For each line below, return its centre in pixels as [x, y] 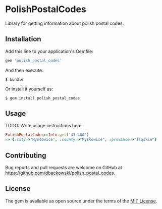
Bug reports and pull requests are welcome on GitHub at [64, 167]
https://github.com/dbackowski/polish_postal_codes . [60, 173]
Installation [23, 39]
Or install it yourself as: [29, 89]
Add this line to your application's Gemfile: [49, 51]
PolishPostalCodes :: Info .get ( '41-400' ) [47, 135]
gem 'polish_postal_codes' [34, 61]
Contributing [26, 155]
